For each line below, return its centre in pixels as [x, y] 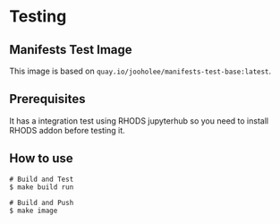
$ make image [34, 211]
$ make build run [42, 187]
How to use [41, 159]
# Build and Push [42, 202]
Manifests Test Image [71, 50]
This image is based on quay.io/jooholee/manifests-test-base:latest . [140, 71]
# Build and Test [42, 179]
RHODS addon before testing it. [67, 130]
